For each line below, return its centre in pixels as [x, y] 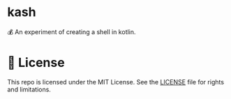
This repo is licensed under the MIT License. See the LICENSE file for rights [116, 82]
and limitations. [29, 89]
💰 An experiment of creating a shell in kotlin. [72, 31]
